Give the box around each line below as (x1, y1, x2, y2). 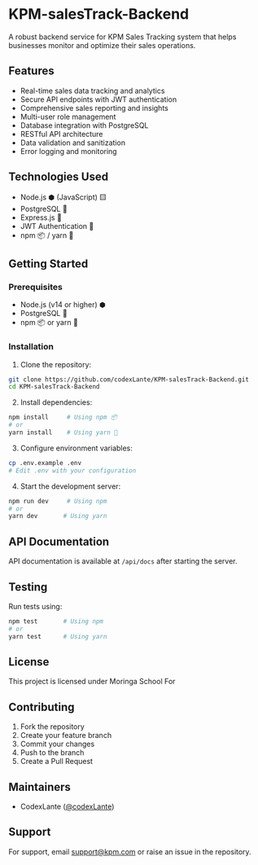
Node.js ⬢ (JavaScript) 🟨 (20, 192, 107, 202)
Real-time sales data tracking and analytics (20, 86, 165, 95)
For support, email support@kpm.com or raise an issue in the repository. (8, 846, 251, 856)
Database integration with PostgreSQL (20, 120, 149, 130)
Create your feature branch (20, 731, 112, 740)
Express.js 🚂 (20, 213, 63, 222)
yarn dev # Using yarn (8, 512, 107, 520)
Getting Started (8, 257, 89, 270)
